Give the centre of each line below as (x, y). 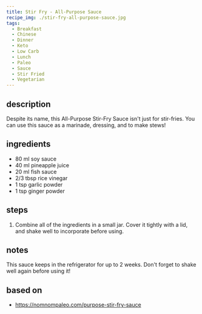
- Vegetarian (28, 79)
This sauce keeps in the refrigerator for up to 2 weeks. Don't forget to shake (101, 265)
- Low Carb (25, 52)
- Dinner (23, 40)
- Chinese (24, 35)
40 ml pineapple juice (42, 165)
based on (24, 290)
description (29, 104)
